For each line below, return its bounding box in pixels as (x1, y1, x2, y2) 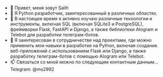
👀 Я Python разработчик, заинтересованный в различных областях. (10, 10, 158, 16)
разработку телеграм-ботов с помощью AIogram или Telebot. (10, 53, 145, 59)
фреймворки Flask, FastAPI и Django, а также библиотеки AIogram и (10, 26, 158, 32)
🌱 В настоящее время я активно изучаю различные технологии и (10, 16, 153, 21)
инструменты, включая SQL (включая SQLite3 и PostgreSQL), (10, 21, 144, 27)
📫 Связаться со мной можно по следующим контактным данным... (10, 59, 158, 65)
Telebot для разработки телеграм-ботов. (10, 32, 99, 37)
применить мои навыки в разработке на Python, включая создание (10, 43, 157, 48)
